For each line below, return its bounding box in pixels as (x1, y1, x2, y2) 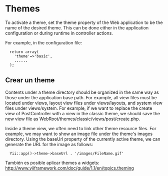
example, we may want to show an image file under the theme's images (5, 131, 153, 137)
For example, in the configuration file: (5, 39, 82, 45)
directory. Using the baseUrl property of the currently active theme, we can (5, 136, 160, 142)
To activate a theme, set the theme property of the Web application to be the (5, 19, 163, 25)
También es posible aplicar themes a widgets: (5, 160, 99, 166)
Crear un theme (5, 76, 55, 85)
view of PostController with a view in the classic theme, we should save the (5, 110, 160, 116)
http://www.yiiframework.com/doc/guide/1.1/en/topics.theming (5, 165, 134, 171)
